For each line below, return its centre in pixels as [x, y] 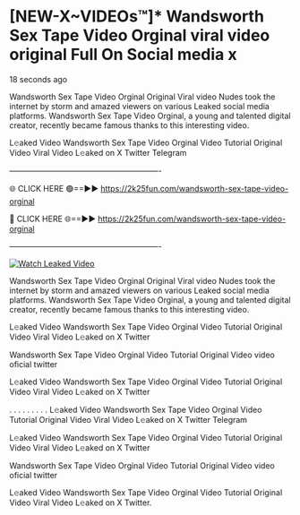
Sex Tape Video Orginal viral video [140, 35]
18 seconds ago [39, 79]
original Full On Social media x [123, 55]
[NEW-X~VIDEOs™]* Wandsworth [137, 17]
